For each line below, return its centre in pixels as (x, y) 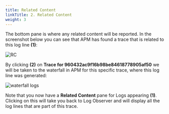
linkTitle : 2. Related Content (39, 15)
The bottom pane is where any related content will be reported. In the (79, 34)
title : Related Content (31, 10)
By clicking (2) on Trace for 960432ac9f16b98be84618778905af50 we (82, 65)
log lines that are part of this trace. (42, 106)
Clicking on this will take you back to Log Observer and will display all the (83, 101)
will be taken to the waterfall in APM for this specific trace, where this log (82, 70)
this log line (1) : (21, 45)
